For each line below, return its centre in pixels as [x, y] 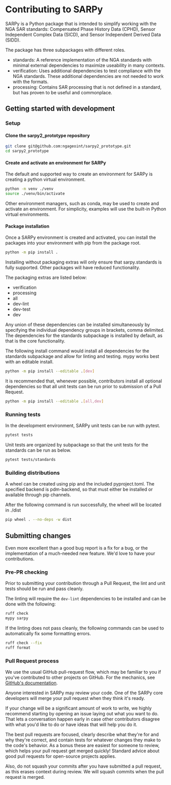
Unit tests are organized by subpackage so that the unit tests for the [77, 445]
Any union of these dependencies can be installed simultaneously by [78, 325]
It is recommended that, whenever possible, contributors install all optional [84, 381]
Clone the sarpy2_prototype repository [48, 135]
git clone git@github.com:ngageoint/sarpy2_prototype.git [68, 146]
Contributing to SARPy [54, 9]
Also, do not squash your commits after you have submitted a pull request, [83, 766]
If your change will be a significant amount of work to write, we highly [79, 708]
